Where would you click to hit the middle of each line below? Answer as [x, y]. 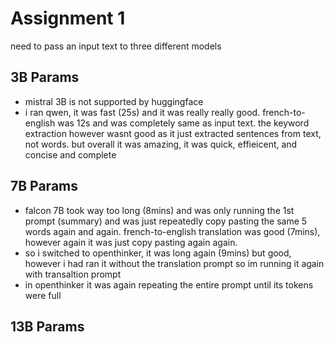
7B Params [44, 186]
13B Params [47, 326]
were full [43, 295]
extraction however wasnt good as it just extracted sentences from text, [173, 133]
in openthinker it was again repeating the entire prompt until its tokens [169, 284]
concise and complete [70, 154]
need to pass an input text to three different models [116, 46]
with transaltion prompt [73, 274]
